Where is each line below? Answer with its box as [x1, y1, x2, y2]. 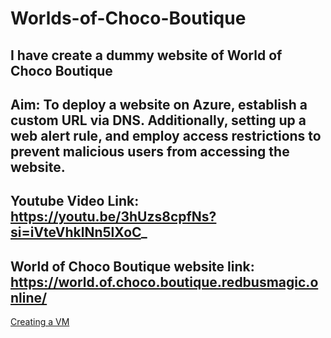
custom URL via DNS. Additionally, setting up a [10, 112, 307, 129]
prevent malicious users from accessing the [10, 143, 290, 160]
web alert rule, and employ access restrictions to [10, 127, 322, 144]
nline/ [10, 289, 48, 306]
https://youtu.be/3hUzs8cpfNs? [10, 208, 217, 226]
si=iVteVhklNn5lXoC [10, 224, 142, 241]
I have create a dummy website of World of [10, 47, 283, 64]
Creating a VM [10, 316, 70, 328]
